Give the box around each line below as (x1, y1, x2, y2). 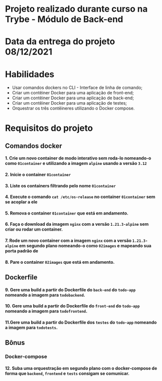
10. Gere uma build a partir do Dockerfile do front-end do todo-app (5, 303, 140, 309)
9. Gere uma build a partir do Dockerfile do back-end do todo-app (5, 287, 136, 292)
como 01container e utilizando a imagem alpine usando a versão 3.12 (5, 161, 147, 166)
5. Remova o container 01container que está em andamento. (5, 210, 129, 216)
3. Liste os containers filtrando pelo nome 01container (5, 182, 116, 188)
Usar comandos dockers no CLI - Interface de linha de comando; (12, 85, 143, 91)
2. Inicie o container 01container (5, 172, 71, 178)
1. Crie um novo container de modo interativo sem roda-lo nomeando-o (5, 155, 152, 161)
